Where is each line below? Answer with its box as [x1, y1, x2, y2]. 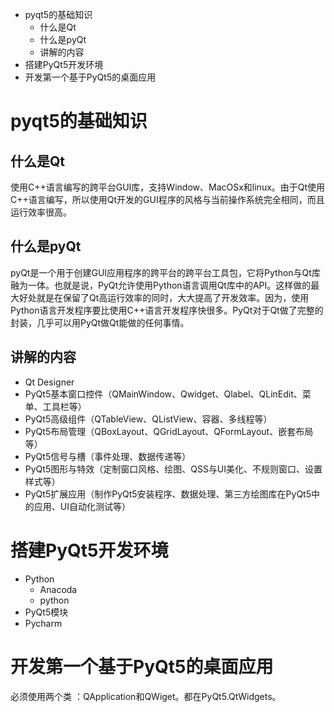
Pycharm [24, 617, 63, 629]
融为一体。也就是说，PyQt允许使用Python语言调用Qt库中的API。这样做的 [10, 279, 312, 291]
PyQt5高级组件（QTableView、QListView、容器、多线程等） [24, 413, 273, 425]
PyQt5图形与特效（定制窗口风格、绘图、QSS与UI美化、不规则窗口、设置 [24, 463, 323, 475]
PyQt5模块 [24, 606, 69, 618]
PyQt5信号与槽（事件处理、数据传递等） [24, 450, 192, 462]
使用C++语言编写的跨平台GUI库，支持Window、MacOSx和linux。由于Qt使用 [10, 181, 326, 193]
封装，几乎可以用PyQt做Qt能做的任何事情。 [10, 316, 190, 328]
